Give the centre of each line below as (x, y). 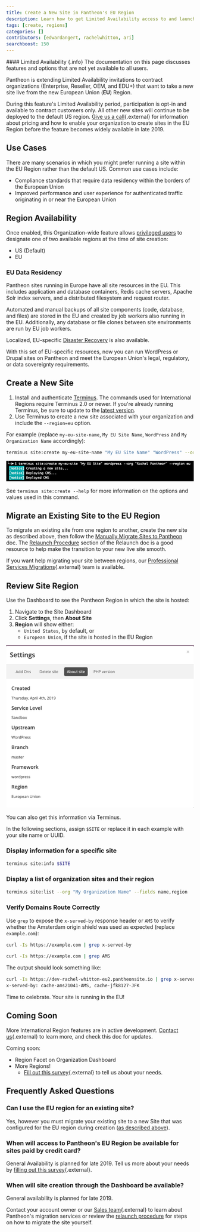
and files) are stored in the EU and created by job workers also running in (96, 316)
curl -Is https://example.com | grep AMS (58, 956)
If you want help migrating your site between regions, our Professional (92, 560)
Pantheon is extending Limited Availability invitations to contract (85, 80)
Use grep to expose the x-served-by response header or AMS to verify (90, 920)
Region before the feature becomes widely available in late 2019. (85, 129)
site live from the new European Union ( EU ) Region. (69, 92)
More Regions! (33, 1066)
